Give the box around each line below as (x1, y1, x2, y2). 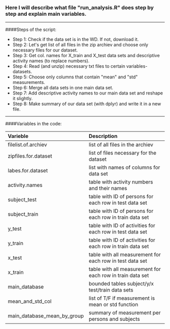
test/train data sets (88, 287, 134, 294)
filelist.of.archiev (8, 141, 47, 148)
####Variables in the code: (5, 121, 62, 127)
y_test (8, 225, 22, 232)
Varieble (8, 133, 29, 140)
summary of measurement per (88, 309, 161, 316)
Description (88, 133, 118, 140)
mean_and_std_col (8, 298, 52, 305)
